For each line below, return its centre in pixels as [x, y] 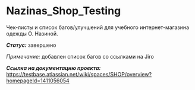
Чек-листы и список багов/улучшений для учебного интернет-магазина [97, 27]
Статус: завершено [31, 45]
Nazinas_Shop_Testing [64, 11]
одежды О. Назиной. [32, 33]
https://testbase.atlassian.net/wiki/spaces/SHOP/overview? [79, 74]
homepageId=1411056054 [38, 81]
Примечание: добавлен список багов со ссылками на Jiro [80, 56]
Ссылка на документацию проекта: [54, 68]
